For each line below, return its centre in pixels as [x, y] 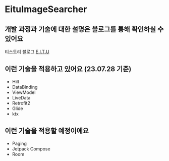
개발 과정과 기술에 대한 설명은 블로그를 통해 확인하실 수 [84, 29]
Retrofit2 [21, 103]
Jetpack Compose [31, 149]
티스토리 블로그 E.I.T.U [27, 52]
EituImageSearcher [46, 9]
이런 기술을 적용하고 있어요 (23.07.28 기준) [68, 69]
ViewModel [24, 92]
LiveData [21, 97]
